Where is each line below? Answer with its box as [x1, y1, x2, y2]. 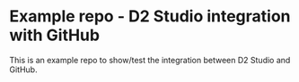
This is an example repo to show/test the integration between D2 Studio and [9, 54, 291, 65]
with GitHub [9, 25, 101, 45]
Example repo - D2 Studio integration [9, 6, 291, 27]
